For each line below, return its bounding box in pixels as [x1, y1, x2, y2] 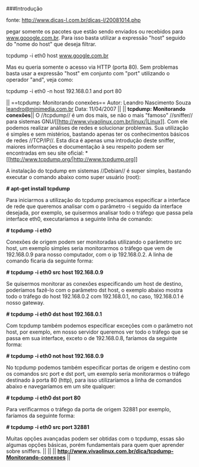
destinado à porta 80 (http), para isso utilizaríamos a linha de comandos [6, 376, 182, 383]
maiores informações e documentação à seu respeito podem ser [6, 143, 164, 150]
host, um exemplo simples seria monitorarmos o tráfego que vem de [6, 245, 173, 251]
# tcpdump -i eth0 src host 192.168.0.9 [6, 269, 104, 276]
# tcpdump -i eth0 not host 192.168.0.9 [6, 353, 104, 359]
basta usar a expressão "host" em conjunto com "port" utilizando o [6, 70, 170, 76]
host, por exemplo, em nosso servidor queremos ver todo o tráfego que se [6, 328, 188, 335]
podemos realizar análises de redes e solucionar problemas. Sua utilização [6, 124, 189, 131]
